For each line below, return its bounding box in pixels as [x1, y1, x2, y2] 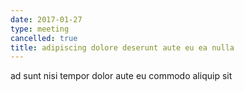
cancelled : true [10, 33, 78, 43]
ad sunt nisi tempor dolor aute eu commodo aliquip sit [10, 70, 233, 82]
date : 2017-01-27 [10, 14, 83, 25]
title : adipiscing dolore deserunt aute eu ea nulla [10, 42, 235, 53]
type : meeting [10, 24, 70, 34]
